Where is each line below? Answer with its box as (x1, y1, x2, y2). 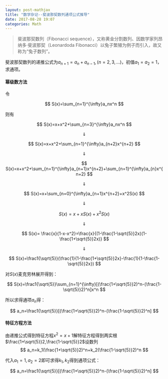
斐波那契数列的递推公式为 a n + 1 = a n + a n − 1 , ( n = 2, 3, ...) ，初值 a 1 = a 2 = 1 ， (5, 59, 162, 66)
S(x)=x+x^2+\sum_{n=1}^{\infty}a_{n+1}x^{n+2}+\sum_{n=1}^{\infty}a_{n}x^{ (5, 166, 163, 172)
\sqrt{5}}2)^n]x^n (63, 286, 99, 292)
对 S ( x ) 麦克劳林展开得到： (5, 271, 58, 277)
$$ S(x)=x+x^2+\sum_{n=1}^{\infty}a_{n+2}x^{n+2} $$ (28, 141, 140, 147)
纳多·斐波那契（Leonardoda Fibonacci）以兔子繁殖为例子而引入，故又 (17, 42, 162, 48)
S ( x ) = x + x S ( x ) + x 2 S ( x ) (59, 210, 110, 217)
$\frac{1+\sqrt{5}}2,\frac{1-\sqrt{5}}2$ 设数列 (5, 338, 98, 345)
